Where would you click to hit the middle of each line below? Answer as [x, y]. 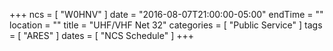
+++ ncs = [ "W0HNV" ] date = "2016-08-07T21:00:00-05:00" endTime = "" [166, 14]
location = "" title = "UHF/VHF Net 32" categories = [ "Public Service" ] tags [166, 25]
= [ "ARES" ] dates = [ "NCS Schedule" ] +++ [101, 35]
